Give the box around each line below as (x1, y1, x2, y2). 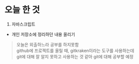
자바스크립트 (11, 21, 36, 27)
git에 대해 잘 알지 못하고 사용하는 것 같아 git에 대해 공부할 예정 (16, 53, 134, 59)
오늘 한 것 (4, 4, 40, 15)
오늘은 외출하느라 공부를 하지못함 (16, 41, 79, 47)
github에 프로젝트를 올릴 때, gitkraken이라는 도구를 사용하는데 (16, 48, 134, 53)
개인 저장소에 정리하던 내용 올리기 (11, 31, 76, 37)
